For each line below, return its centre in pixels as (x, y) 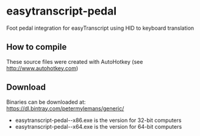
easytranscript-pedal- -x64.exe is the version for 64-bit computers (98, 126)
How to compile (37, 47)
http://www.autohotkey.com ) (42, 68)
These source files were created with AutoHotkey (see (75, 61)
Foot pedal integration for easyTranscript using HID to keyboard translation (100, 28)
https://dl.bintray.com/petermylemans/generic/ (65, 108)
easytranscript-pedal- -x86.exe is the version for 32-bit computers (98, 120)
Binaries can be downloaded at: (46, 102)
